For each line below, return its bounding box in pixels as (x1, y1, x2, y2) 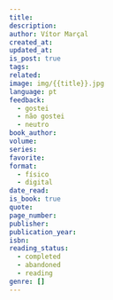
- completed (17, 252, 62, 262)
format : (9, 162, 38, 170)
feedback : (9, 95, 46, 105)
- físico (17, 170, 49, 178)
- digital (17, 178, 53, 187)
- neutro (17, 121, 49, 130)
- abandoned (17, 261, 62, 270)
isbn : (9, 236, 29, 245)
